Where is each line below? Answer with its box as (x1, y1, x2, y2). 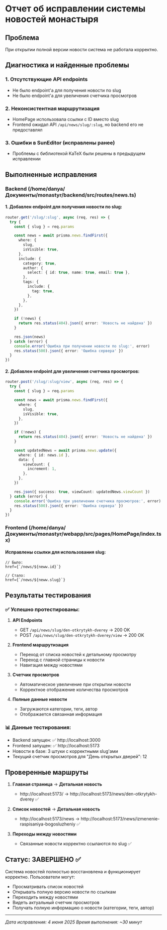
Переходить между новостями (12, 894, 79, 900)
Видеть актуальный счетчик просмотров (12, 899, 100, 905)
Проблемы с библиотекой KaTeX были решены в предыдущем (12, 150, 146, 157)
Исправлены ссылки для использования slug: (5, 549, 106, 555)
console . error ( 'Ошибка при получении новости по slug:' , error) (14, 344, 150, 349)
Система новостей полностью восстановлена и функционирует (5, 868, 141, 874)
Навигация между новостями (19, 662, 83, 668)
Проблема (5, 33, 40, 42)
